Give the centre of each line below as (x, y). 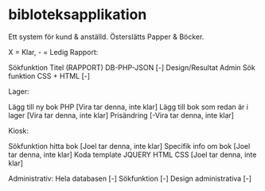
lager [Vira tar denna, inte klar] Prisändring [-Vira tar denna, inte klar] (121, 115)
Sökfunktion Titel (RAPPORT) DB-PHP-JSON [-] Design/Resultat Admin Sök (132, 67)
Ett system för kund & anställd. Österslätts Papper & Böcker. (106, 37)
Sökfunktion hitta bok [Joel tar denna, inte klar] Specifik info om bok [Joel (129, 146)
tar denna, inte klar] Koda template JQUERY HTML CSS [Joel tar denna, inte (132, 154)
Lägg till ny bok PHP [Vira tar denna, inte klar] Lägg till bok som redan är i (129, 107)
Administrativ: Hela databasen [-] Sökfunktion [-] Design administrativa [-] (130, 178)
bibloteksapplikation (78, 15)
